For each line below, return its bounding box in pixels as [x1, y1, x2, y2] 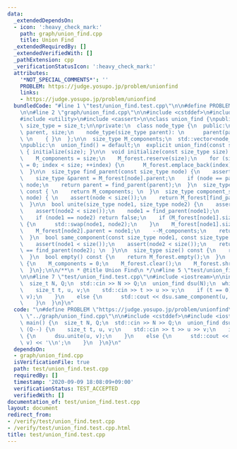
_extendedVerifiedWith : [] [13, 50, 93, 57]
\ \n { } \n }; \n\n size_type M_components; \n [20, 135, 172, 142]
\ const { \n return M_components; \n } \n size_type [20, 188, 194, 195]
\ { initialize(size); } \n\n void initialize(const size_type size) [20, 148, 229, 156]
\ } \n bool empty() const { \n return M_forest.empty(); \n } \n [20, 254, 226, 261]
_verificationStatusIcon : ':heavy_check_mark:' [13, 63, 157, 70]
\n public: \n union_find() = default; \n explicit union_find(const [20, 142, 226, 149]
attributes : [13, 69, 49, 76]
